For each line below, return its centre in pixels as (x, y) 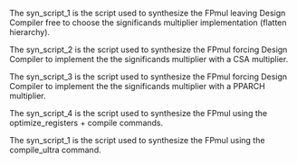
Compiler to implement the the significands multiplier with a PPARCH (137, 86)
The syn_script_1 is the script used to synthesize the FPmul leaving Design (148, 13)
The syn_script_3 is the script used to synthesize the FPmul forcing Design (148, 77)
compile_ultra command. (55, 150)
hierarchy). (30, 32)
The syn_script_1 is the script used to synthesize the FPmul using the (137, 140)
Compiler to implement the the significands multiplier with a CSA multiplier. (149, 59)
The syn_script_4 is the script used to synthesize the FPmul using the (139, 113)
